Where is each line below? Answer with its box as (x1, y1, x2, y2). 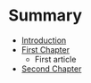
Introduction (21, 35, 67, 46)
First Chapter (21, 44, 70, 54)
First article (34, 54, 77, 64)
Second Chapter (21, 63, 82, 74)
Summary (8, 5, 82, 26)
